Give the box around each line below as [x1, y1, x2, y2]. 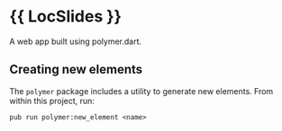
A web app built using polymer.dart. [9, 36, 142, 47]
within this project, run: [9, 95, 95, 106]
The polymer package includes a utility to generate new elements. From [9, 85, 274, 96]
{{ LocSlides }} [9, 6, 122, 27]
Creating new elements [9, 62, 143, 77]
